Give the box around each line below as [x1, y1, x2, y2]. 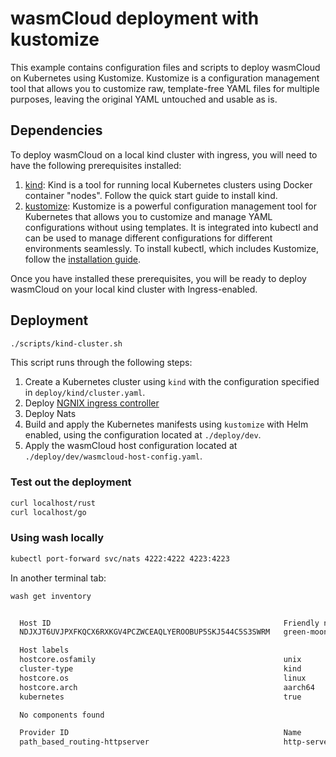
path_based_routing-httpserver [19, 737, 150, 747]
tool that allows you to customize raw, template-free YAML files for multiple [10, 82, 320, 94]
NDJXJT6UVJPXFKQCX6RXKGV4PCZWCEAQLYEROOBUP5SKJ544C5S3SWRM [19, 627, 271, 637]
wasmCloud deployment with [10, 7, 260, 30]
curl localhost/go [10, 507, 87, 517]
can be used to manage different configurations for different [24, 232, 273, 244]
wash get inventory [10, 591, 92, 601]
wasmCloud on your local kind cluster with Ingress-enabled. [10, 283, 258, 295]
